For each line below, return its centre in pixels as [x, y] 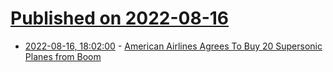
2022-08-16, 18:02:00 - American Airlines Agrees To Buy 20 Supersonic [173, 46]
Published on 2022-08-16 [120, 18]
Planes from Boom [63, 56]
